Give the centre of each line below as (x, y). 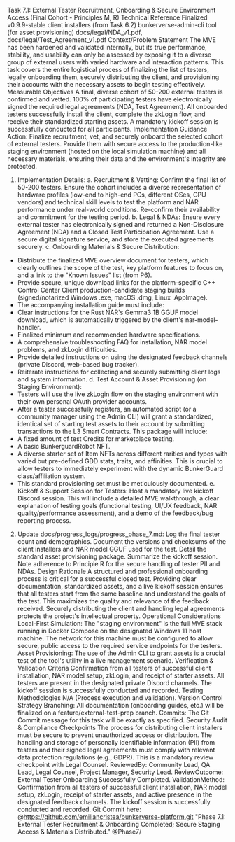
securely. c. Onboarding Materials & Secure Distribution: (98, 247)
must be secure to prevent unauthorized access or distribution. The (114, 735)
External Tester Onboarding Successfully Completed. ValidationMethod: (121, 779)
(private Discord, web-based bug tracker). (78, 364)
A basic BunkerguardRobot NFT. (64, 446)
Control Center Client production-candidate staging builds (101, 290)
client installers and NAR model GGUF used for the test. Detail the (112, 549)
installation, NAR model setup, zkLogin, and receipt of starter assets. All (121, 675)
